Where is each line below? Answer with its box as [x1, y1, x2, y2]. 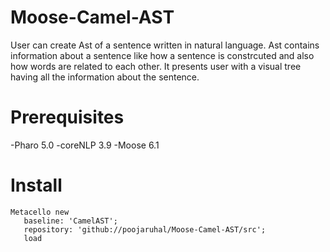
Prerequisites [10, 106, 125, 129]
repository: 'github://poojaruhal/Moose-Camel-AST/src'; [23, 224, 267, 235]
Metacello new [10, 207, 70, 217]
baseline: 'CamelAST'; [23, 216, 118, 226]
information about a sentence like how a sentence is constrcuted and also [10, 49, 315, 61]
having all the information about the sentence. [10, 71, 200, 83]
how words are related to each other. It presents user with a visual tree [10, 60, 302, 72]
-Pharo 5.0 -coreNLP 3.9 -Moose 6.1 [10, 139, 160, 151]
